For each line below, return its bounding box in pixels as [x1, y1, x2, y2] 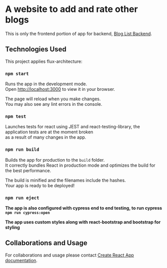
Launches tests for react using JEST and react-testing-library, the [5, 124, 141, 130]
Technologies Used [5, 45, 66, 53]
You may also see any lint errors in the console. [5, 101, 102, 107]
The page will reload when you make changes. [5, 96, 101, 102]
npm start [5, 71, 29, 76]
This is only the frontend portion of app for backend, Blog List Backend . [5, 30, 152, 36]
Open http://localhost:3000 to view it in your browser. [5, 86, 116, 92]
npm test [5, 113, 26, 119]
